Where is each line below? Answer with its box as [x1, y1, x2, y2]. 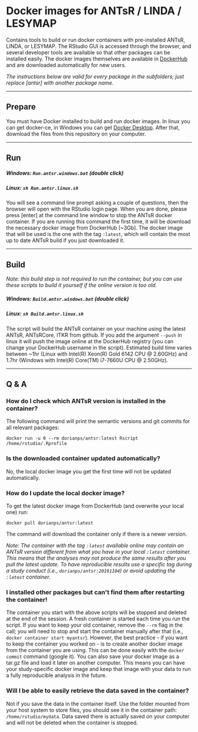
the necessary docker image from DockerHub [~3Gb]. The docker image [6, 224, 183, 231]
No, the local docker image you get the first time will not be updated [6, 467, 171, 475]
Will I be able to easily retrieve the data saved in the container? [6, 686, 190, 695]
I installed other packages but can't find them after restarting [6, 588, 185, 596]
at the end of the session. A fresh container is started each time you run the [6, 615, 190, 623]
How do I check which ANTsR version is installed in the [6, 396, 166, 405]
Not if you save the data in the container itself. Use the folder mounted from [6, 700, 190, 707]
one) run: [6, 508, 28, 515]
